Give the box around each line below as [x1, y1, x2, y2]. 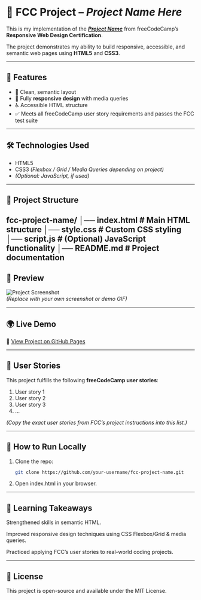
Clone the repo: [14, 458, 54, 465]
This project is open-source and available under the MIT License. [6, 587, 167, 595]
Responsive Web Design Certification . [6, 31, 103, 38]
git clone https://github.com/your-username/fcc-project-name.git [14, 469, 184, 475]
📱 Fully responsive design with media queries [14, 95, 129, 102]
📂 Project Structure [6, 194, 79, 205]
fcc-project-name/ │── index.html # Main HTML [6, 215, 190, 226]
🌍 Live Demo [6, 319, 57, 329]
